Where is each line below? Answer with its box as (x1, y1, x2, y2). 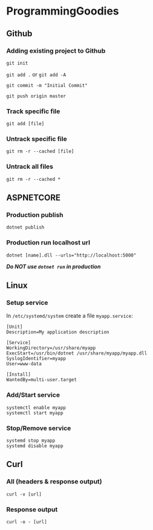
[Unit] (6, 324, 23, 330)
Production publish (6, 211, 63, 219)
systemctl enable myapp (6, 404, 67, 411)
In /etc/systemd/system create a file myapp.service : (6, 312, 133, 319)
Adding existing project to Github (6, 47, 106, 55)
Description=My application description (6, 329, 110, 335)
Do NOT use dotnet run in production (6, 263, 101, 270)
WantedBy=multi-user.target (6, 377, 77, 383)
